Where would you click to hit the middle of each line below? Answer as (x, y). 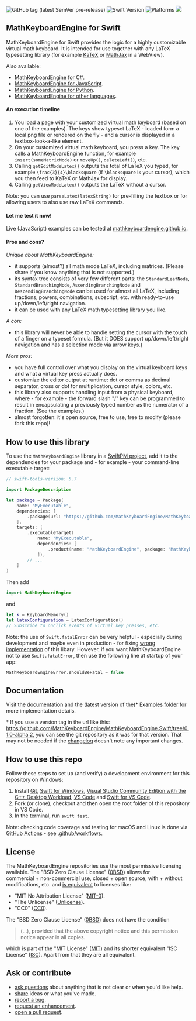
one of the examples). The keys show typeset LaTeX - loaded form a (97, 129)
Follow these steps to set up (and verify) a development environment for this (98, 774)
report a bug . (30, 999)
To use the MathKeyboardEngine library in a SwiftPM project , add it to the (92, 456)
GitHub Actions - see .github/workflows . (55, 833)
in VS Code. (29, 810)
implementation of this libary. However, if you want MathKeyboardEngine (94, 649)
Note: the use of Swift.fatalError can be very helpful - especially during (94, 637)
